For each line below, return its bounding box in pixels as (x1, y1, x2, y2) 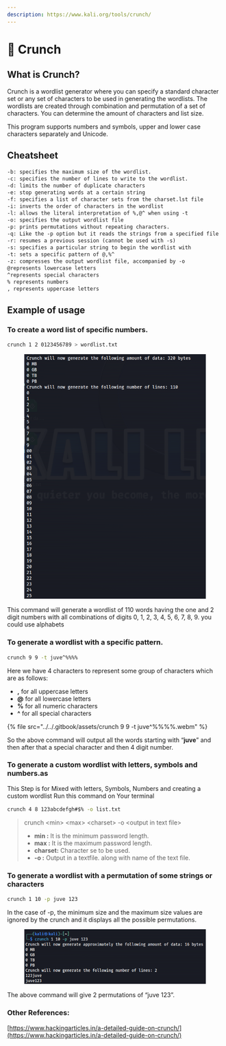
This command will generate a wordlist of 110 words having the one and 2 (7, 606, 214, 614)
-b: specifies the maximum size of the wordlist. (7, 168, 152, 175)
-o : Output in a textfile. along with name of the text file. (34, 853, 190, 862)
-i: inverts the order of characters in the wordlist (7, 203, 164, 210)
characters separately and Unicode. (7, 129, 108, 138)
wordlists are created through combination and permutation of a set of (7, 102, 205, 110)
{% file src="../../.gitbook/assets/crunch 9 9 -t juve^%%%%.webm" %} (7, 722, 208, 730)
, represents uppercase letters (7, 285, 99, 292)
